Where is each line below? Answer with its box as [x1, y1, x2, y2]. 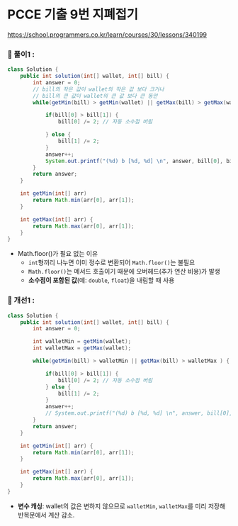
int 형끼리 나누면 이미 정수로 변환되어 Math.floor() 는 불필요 [28, 258, 195, 267]
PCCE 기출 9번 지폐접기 [7, 6, 138, 23]
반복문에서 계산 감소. [17, 510, 75, 519]
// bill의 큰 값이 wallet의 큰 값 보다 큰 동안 [33, 92, 158, 99]
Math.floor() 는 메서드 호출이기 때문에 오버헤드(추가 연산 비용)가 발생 [28, 267, 221, 276]
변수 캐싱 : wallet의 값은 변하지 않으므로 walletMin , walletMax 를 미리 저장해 [17, 501, 226, 510]
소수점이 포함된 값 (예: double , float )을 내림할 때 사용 [28, 276, 175, 284]
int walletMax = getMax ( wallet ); [33, 345, 132, 352]
